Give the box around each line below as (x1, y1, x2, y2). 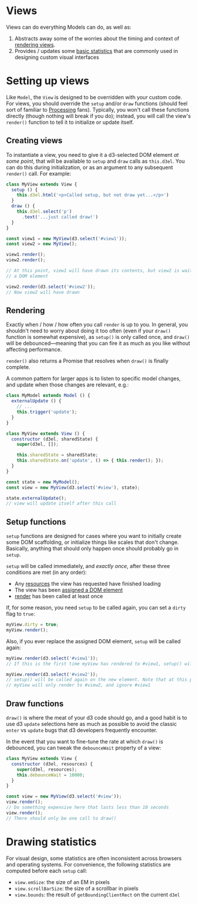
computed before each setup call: (6, 867, 87, 874)
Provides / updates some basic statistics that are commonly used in (14, 47, 178, 54)
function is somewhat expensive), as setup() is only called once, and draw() (6, 334, 190, 341)
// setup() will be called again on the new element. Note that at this (6, 677, 188, 683)
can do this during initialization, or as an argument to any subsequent (6, 163, 173, 171)
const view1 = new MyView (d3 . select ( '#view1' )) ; (6, 236, 127, 241)
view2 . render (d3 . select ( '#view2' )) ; (6, 284, 96, 290)
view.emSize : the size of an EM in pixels (14, 878, 110, 885)
